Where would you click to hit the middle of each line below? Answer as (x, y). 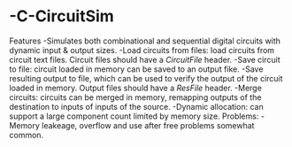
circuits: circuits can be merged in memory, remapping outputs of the (135, 97)
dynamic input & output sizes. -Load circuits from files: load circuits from (142, 50)
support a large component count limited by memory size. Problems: (134, 116)
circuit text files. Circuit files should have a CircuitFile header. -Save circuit (145, 59)
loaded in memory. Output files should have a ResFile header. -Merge (136, 88)
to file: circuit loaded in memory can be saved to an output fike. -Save (136, 69)
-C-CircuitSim (62, 16)
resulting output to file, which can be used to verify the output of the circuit (146, 78)
